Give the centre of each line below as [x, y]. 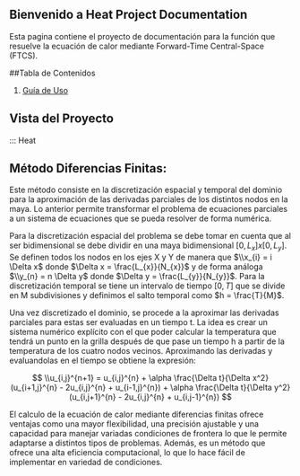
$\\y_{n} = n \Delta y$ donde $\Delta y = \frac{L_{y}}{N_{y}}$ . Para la [137, 277]
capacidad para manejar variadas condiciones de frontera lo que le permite [148, 434]
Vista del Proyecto [62, 119]
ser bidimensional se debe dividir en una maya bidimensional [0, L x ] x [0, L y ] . [148, 247]
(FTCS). [24, 55]
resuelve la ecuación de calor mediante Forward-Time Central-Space [137, 46]
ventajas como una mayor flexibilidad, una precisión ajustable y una [134, 424]
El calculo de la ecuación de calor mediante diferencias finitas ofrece [137, 414]
